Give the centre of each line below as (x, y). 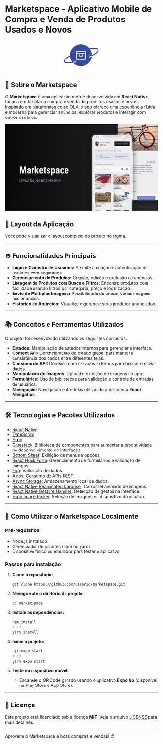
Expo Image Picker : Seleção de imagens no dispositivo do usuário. (79, 497)
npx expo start (27, 651)
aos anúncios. (26, 299)
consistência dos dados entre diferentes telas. (58, 358)
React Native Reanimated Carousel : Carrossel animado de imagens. (80, 487)
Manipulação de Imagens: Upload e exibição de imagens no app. (78, 374)
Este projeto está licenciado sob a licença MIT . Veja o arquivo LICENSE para (81, 717)
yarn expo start (28, 662)
